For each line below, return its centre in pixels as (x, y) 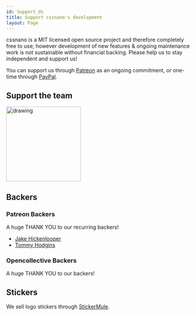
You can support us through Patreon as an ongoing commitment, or (89, 70)
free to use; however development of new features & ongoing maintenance (98, 46)
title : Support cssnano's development (54, 17)
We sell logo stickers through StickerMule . (58, 306)
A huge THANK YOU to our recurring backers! (63, 227)
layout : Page (22, 23)
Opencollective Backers (41, 260)
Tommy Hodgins (35, 245)
